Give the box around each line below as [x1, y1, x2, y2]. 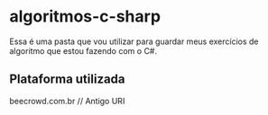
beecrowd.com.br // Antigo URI [9, 95, 125, 106]
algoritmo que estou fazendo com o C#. [9, 45, 158, 56]
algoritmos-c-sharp [9, 6, 161, 27]
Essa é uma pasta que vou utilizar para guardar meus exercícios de [9, 36, 259, 47]
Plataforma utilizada [9, 72, 125, 87]
